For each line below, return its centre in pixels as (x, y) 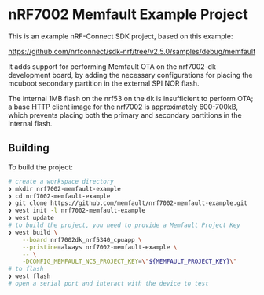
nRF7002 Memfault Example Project (128, 15)
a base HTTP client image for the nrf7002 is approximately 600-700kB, (123, 107)
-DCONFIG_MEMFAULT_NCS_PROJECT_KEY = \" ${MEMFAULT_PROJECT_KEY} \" (130, 262)
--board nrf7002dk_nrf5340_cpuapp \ (82, 240)
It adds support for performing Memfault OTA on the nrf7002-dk (112, 66)
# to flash (26, 269)
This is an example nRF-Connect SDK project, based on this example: (121, 36)
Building (29, 148)
